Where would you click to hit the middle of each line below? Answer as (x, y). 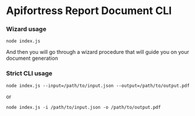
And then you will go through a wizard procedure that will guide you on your (97, 52)
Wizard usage (26, 29)
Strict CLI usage (29, 73)
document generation (32, 58)
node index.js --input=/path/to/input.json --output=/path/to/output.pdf (98, 86)
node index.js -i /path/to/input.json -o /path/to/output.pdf (83, 107)
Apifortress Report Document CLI (89, 11)
